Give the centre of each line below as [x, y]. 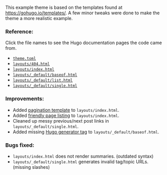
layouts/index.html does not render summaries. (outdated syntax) [83, 156]
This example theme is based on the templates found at [64, 7]
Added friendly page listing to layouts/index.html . [66, 115]
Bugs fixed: [20, 145]
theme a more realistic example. [39, 18]
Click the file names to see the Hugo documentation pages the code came [84, 43]
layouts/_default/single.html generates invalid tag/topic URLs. [80, 162]
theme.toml [24, 59]
